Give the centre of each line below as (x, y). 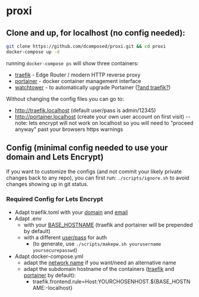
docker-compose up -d (33, 52)
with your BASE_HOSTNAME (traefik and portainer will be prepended (108, 225)
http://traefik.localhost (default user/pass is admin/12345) (85, 110)
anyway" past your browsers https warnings (69, 129)
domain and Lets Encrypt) (55, 157)
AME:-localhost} (53, 288)
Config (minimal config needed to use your (87, 148)
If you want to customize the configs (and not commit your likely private (94, 171)
